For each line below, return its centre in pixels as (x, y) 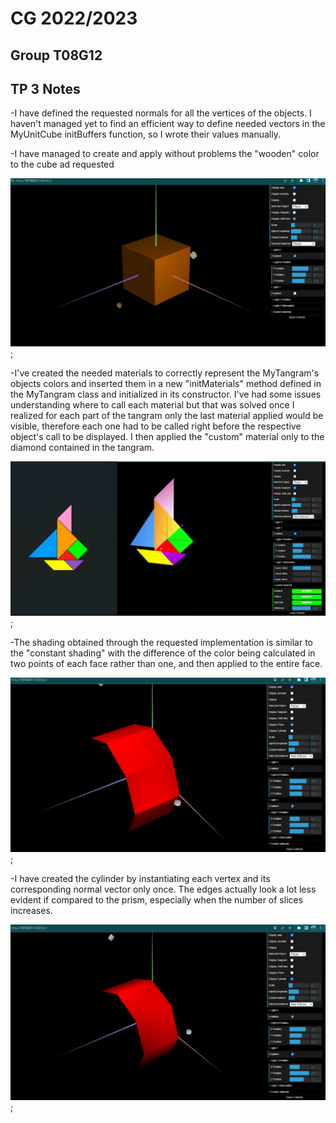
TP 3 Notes (45, 88)
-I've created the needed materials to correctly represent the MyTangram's (165, 373)
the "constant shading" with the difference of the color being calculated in (163, 653)
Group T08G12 (56, 55)
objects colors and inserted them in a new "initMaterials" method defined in (166, 384)
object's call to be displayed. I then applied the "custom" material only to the (167, 437)
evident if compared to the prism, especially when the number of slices (157, 900)
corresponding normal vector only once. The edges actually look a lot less (163, 889)
